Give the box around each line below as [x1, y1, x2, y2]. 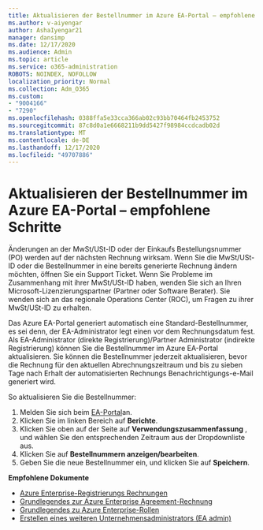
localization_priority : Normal [8, 77, 111, 85]
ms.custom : [8, 92, 44, 100]
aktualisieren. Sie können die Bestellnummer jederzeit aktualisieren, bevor [8, 352, 248, 361]
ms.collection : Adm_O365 [8, 84, 90, 93]
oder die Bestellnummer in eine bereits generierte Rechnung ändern [17, 261, 238, 271]
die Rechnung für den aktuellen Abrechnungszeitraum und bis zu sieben [8, 360, 243, 370]
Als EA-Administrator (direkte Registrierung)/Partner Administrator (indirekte [8, 335, 255, 345]
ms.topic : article [8, 56, 69, 64]
